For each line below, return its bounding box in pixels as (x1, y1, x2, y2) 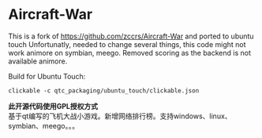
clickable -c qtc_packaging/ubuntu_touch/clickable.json (8, 86, 200, 95)
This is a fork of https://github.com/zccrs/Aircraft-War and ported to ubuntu (8, 31, 254, 41)
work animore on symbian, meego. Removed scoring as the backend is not (8, 48, 251, 57)
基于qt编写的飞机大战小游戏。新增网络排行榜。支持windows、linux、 (8, 111, 232, 121)
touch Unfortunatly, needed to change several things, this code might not (8, 39, 246, 49)
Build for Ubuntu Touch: (8, 71, 86, 81)
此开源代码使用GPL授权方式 (8, 101, 99, 111)
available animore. (8, 56, 68, 66)
